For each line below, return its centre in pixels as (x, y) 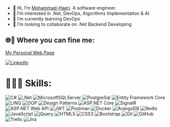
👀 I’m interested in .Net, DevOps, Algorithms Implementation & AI (81, 13)
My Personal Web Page (30, 52)
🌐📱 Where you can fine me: (50, 40)
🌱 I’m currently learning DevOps (46, 19)
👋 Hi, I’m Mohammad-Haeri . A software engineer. (65, 8)
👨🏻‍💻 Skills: (29, 83)
